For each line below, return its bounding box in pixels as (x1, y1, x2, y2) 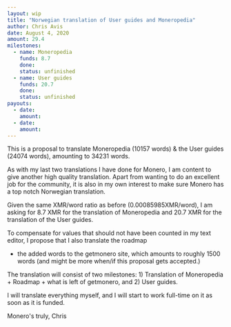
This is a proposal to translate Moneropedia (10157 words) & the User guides (7, 144, 224, 153)
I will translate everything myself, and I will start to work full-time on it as (7, 291, 212, 299)
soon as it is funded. (7, 299, 66, 307)
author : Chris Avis (7, 23, 63, 30)
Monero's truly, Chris (7, 312, 67, 320)
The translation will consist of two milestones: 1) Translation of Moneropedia (7, 270, 224, 279)
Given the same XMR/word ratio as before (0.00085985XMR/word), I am (7, 201, 213, 209)
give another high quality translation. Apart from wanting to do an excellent (7, 173, 220, 181)
